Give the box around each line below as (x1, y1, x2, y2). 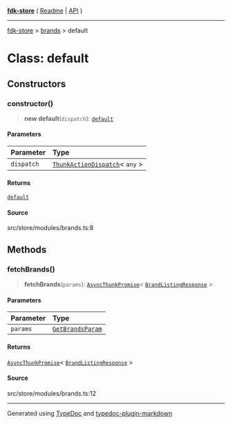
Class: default (7, 50, 89, 66)
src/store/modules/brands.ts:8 (7, 224, 94, 232)
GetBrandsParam (52, 325, 102, 333)
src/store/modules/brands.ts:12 (7, 389, 97, 397)
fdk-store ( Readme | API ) (7, 7, 83, 15)
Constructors (7, 78, 66, 90)
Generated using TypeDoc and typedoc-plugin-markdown (7, 409, 173, 417)
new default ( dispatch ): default (23, 114, 114, 122)
